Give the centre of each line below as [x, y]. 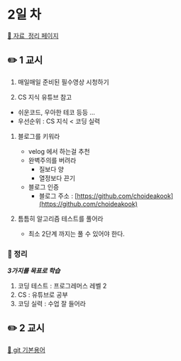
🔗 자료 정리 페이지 [33, 36]
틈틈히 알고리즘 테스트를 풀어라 [60, 219]
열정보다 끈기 [57, 178]
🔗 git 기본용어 [27, 350]
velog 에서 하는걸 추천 [59, 151]
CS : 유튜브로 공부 [43, 295]
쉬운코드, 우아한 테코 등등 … [56, 112]
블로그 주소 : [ [58, 196]
